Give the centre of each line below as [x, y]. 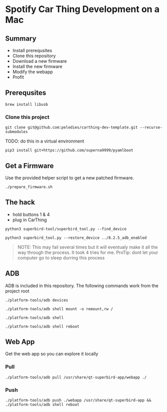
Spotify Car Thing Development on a [82, 9]
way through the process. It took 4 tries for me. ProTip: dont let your [88, 252]
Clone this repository [34, 56]
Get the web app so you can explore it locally [52, 354]
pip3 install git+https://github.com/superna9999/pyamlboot [69, 151]
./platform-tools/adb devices [37, 300]
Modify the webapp [33, 72]
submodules [17, 132]
